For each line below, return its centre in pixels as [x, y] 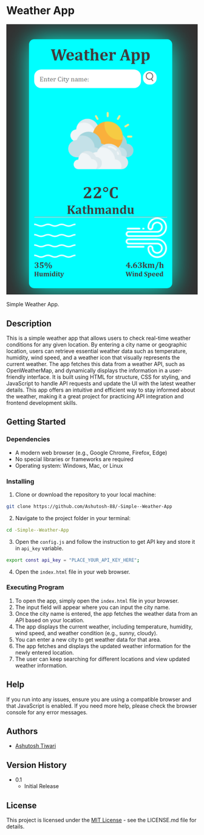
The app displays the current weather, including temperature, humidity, [104, 626]
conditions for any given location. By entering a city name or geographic [97, 344]
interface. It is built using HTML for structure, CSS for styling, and [109, 377]
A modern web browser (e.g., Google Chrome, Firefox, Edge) [91, 453]
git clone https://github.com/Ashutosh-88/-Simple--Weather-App [89, 506]
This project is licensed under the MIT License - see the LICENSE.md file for [101, 820]
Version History [36, 765]
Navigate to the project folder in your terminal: [73, 518]
